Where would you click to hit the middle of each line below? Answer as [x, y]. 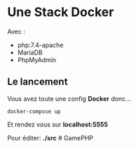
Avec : [16, 31]
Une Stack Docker [61, 12]
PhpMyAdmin [37, 59]
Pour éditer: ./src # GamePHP [50, 138]
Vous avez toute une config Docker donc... [69, 98]
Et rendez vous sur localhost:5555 [58, 124]
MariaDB [30, 52]
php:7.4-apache [40, 45]
